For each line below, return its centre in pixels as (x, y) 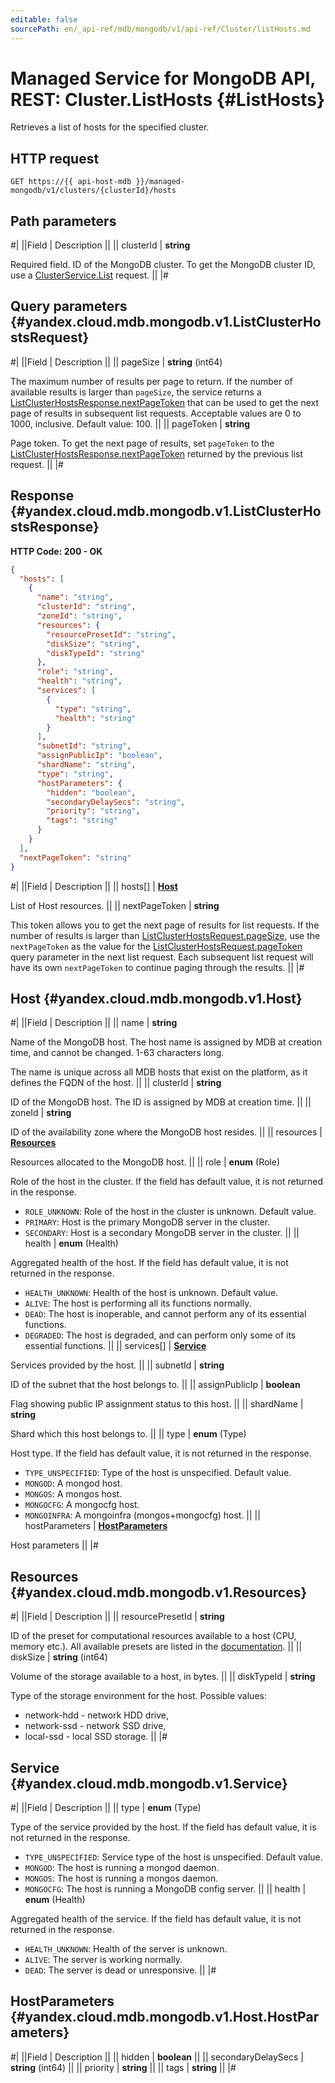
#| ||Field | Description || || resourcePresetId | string (117, 1617)
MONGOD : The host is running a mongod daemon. (122, 1867)
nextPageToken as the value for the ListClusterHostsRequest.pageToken (156, 946)
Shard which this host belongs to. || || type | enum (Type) (128, 1434)
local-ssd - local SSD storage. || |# (96, 1737)
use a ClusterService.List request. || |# (89, 275)
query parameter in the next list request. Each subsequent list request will (162, 957)
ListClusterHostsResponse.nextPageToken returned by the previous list (157, 453)
